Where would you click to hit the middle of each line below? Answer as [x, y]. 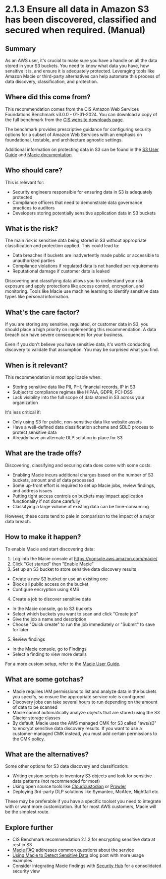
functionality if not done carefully [46, 501]
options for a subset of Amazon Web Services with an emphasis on [74, 135]
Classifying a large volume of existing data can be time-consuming [81, 506]
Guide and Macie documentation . [39, 154]
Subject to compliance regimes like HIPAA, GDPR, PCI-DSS [72, 392]
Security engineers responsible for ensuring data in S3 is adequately [82, 192]
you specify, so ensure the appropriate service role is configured [78, 696]
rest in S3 [22, 845]
